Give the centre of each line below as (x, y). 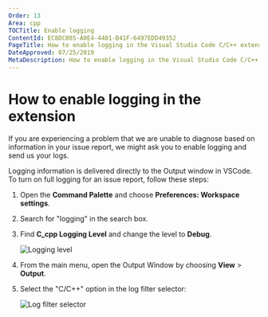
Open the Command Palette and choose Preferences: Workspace (130, 194)
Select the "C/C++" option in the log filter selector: (103, 288)
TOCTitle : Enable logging (51, 30)
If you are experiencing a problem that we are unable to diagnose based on (132, 138)
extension (42, 117)
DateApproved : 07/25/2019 (51, 53)
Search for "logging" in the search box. (84, 218)
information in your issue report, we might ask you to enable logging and (128, 147)
